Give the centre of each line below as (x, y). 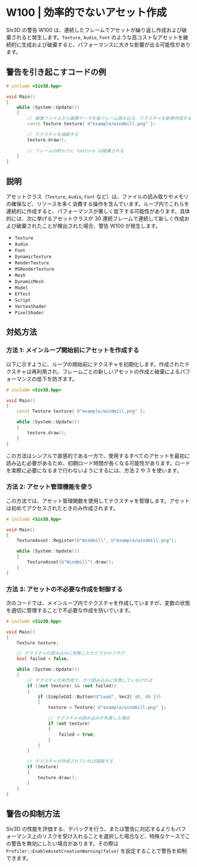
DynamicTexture (33, 257)
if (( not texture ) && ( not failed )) (72, 686)
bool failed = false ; (43, 659)
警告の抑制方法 (33, 813)
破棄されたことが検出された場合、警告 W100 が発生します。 (89, 226)
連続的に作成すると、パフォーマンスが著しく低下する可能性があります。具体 (98, 211)
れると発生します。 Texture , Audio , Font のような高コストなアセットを (100, 37)
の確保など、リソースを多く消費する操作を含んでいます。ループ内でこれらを (98, 204)
